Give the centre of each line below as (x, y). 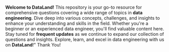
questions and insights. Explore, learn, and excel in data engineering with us (85, 39)
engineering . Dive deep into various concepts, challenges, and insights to (82, 18)
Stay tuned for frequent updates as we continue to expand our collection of (84, 34)
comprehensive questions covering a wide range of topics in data (74, 13)
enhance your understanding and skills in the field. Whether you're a (77, 23)
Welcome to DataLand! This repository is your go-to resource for (74, 7)
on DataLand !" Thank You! (33, 45)
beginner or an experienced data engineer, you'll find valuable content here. (85, 29)
